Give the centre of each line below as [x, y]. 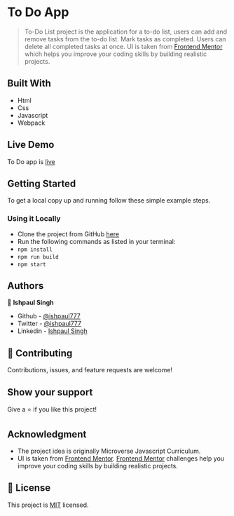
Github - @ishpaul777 [49, 316]
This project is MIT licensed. [48, 505]
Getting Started [42, 183]
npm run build [38, 257]
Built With [29, 84]
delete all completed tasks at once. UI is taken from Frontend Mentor [123, 46]
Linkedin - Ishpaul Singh [52, 331]
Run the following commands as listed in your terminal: [96, 241]
